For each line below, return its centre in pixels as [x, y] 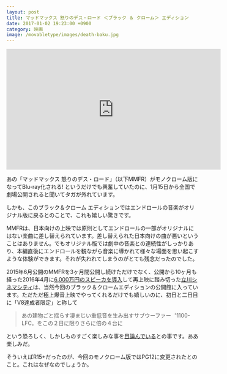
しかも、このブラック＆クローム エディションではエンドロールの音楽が [95, 208]
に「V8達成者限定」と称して [42, 303]
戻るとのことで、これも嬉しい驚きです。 [84, 215]
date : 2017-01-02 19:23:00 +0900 [49, 23]
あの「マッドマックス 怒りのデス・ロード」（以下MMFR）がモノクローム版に [102, 179]
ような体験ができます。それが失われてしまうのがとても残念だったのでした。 [102, 259]
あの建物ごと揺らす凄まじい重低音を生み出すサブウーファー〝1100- [106, 316]
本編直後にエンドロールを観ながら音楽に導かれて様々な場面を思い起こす [108, 251]
